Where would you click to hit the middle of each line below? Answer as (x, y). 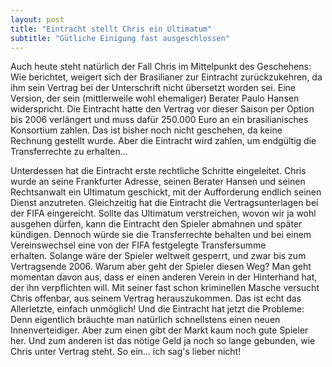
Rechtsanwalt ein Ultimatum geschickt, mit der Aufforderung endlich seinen (166, 192)
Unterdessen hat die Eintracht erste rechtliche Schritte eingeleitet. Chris (158, 171)
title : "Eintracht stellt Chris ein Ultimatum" (111, 29)
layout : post (37, 19)
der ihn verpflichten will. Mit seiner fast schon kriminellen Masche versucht (165, 288)
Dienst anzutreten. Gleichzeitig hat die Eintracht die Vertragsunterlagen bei (164, 203)
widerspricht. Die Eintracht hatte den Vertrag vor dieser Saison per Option (162, 109)
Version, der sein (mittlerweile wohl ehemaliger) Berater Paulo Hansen (155, 98)
